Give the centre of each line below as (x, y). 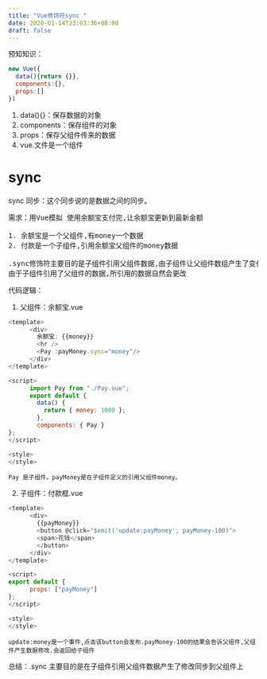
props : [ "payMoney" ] (63, 590)
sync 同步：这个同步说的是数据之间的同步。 (80, 201)
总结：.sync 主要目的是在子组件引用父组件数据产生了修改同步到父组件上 (126, 666)
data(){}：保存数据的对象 (60, 115)
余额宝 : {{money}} (65, 337)
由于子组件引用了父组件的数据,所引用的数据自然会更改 (97, 273)
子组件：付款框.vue (51, 494)
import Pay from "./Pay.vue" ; (79, 388)
